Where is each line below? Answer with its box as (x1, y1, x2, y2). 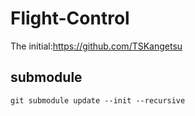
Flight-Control (10, 7, 130, 30)
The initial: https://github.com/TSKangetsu (10, 40, 183, 52)
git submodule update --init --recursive (10, 95, 186, 106)
